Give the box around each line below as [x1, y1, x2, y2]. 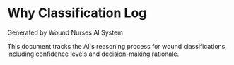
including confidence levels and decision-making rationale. [7, 49, 180, 58]
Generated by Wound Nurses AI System [7, 28, 124, 37]
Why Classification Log [7, 5, 147, 21]
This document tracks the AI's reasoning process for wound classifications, [7, 42, 228, 50]
